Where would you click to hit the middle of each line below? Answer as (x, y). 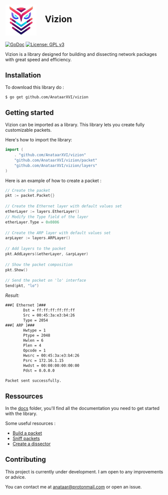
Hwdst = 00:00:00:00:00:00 (51, 366)
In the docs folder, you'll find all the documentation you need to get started (82, 408)
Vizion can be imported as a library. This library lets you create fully (75, 125)
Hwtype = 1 (35, 331)
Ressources (24, 396)
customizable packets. (28, 130)
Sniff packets (26, 438)
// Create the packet (28, 190)
